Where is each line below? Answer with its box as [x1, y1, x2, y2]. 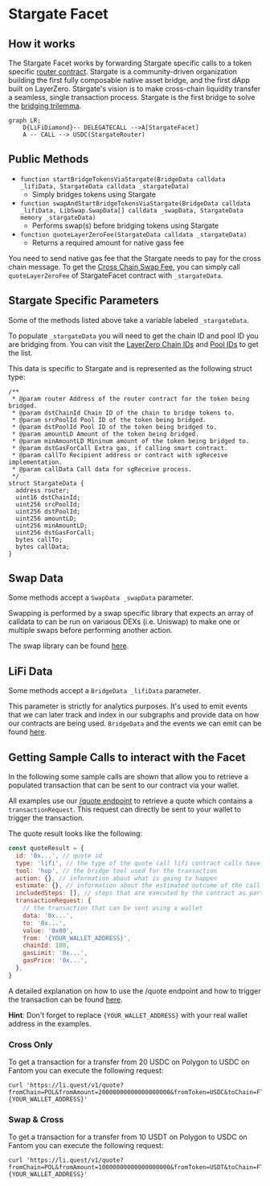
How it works [8, 37, 76, 51]
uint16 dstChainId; [15, 493, 81, 502]
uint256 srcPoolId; [15, 500, 81, 508]
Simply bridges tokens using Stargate [31, 189, 157, 199]
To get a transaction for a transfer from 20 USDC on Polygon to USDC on [8, 1057, 250, 1067]
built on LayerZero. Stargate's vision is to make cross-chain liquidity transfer [8, 84, 261, 93]
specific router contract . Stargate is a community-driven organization [8, 67, 238, 76]
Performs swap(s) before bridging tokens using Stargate [31, 221, 219, 230]
